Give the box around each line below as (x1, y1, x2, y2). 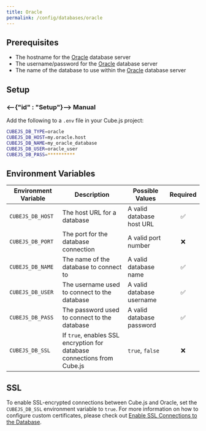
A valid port (128, 234, 161, 242)
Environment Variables (6, 168, 96, 178)
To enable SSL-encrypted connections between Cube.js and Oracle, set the (6, 399, 197, 406)
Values (135, 194, 156, 203)
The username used (62, 280, 121, 289)
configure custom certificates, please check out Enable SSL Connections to (6, 412, 197, 419)
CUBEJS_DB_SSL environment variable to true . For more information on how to (6, 405, 199, 413)
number (128, 242, 150, 250)
